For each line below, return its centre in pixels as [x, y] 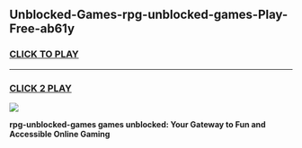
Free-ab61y [42, 29]
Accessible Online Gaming [60, 134]
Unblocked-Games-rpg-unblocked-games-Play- [149, 15]
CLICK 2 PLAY [40, 88]
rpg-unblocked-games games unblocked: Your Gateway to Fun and [138, 124]
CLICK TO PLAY [44, 55]
